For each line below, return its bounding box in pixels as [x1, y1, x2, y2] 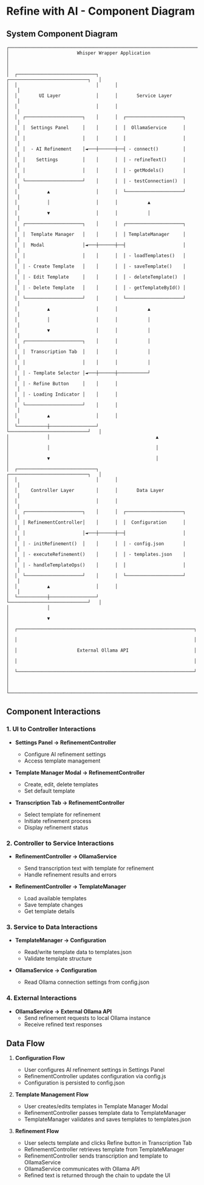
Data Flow [6, 1038, 45, 1048]
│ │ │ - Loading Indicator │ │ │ [6, 391, 118, 397]
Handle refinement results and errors [24, 870, 117, 878]
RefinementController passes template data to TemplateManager [24, 1109, 186, 1117]
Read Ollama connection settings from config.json [24, 978, 150, 986]
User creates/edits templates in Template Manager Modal [24, 1103, 168, 1110]
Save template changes [24, 901, 83, 908]
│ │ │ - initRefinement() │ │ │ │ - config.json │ [6, 541, 186, 547]
